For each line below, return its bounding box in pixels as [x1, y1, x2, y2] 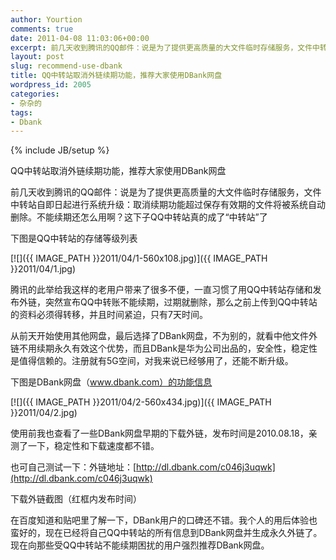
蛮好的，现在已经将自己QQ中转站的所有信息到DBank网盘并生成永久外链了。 [10, 527, 323, 539]
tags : [10, 107, 33, 118]
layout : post [10, 52, 65, 62]
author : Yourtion [10, 14, 83, 25]
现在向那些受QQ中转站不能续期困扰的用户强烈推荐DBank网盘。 [10, 539, 270, 551]
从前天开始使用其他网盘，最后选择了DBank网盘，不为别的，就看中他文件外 [10, 330, 318, 342]
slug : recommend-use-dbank [10, 61, 123, 71]
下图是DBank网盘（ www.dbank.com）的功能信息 [10, 376, 213, 388]
